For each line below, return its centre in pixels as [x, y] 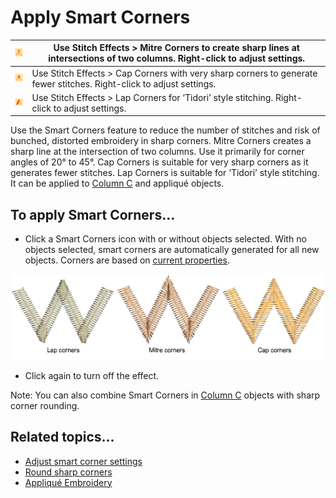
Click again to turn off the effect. [92, 375]
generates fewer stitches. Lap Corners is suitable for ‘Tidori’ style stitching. [165, 173]
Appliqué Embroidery [68, 482]
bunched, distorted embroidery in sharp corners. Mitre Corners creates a [161, 141]
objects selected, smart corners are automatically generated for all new [172, 250]
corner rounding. [45, 405]
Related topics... [62, 437]
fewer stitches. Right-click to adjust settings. [124, 83]
